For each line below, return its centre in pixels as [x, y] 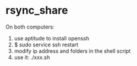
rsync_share [37, 10]
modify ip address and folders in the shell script [72, 51]
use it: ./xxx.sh [32, 57]
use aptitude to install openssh [52, 38]
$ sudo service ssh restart [46, 45]
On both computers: [30, 27]
